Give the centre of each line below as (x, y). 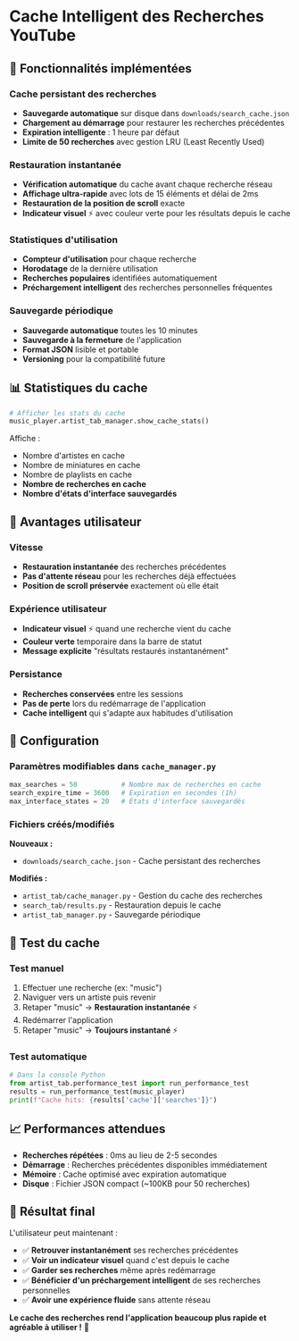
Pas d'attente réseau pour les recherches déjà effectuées (129, 576)
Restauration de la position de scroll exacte (104, 204)
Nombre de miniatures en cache (81, 465)
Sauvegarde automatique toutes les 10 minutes (110, 330)
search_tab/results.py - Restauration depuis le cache (121, 905)
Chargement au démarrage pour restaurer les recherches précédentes (154, 122)
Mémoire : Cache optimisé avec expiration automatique (125, 1174)
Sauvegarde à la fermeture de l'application (102, 339)
